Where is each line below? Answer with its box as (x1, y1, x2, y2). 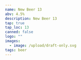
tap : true (5, 20, 25, 26)
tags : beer (5, 47, 27, 52)
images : (5, 39, 21, 44)
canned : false (5, 30, 34, 34)
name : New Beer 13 (5, 7, 42, 12)
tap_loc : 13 (5, 25, 29, 30)
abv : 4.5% (5, 12, 25, 16)
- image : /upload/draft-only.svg (9, 43, 77, 48)
